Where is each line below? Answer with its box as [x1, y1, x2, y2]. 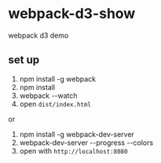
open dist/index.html [19, 99, 92, 108]
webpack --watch [19, 91, 78, 100]
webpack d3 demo [8, 31, 69, 40]
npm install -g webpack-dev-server [19, 129, 135, 139]
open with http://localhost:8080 [19, 146, 128, 155]
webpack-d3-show [8, 5, 136, 23]
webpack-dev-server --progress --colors [19, 138, 154, 147]
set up [8, 53, 40, 67]
